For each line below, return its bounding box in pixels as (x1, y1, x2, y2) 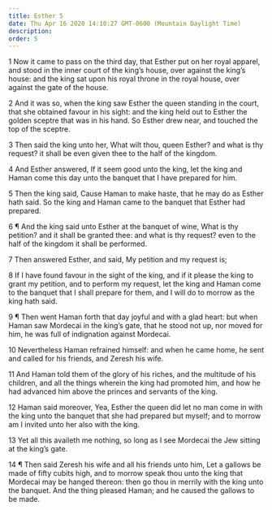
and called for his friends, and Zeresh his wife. (8, 354, 164, 364)
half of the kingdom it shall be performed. (8, 239, 148, 249)
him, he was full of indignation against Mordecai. (8, 330, 171, 339)
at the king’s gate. (8, 444, 68, 454)
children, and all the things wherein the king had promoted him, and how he (8, 378, 261, 388)
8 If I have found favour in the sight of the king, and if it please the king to (8, 270, 254, 280)
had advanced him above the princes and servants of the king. (8, 387, 218, 396)
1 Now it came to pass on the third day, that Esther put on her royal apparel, (8, 57, 261, 67)
